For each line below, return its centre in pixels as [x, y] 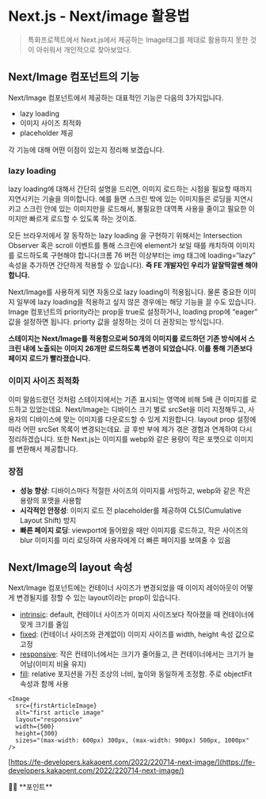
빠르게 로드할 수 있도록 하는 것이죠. [83, 219]
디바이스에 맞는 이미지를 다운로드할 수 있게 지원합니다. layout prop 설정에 [142, 419]
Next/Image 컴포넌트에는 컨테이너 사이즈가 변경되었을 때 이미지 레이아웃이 [123, 588]
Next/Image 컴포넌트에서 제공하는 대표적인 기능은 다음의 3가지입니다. [116, 97]
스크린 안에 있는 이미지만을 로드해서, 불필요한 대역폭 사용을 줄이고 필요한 [135, 209]
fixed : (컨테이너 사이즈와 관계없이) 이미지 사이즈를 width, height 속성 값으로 [137, 634]
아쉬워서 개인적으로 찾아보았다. [84, 49]
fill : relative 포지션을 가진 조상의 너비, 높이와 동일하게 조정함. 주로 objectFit [136, 674]
